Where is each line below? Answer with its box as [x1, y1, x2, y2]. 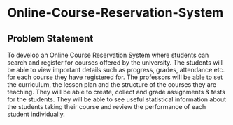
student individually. [7, 110, 65, 118]
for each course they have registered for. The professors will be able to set [7, 73, 223, 81]
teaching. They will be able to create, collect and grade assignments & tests [7, 88, 225, 96]
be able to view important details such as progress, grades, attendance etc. [7, 66, 225, 74]
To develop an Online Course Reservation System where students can [7, 51, 209, 59]
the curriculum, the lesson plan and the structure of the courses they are [7, 81, 217, 88]
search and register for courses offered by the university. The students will [7, 58, 223, 67]
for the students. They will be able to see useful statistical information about [7, 95, 226, 103]
